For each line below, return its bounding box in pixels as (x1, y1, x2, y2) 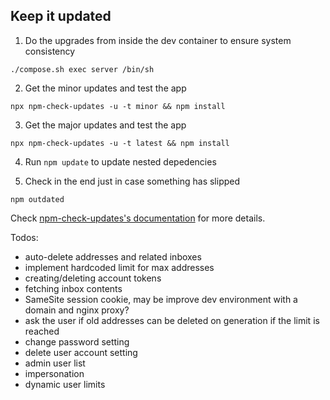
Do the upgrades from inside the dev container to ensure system (24, 34, 292, 46)
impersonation (24, 367, 85, 379)
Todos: (10, 231, 39, 243)
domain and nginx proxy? (24, 304, 130, 316)
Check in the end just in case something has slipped (24, 175, 241, 187)
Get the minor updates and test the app (24, 82, 187, 94)
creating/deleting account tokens (24, 272, 162, 284)
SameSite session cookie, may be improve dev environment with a (24, 293, 298, 305)
